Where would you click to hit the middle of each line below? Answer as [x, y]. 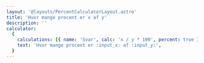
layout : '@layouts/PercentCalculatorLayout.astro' [72, 12]
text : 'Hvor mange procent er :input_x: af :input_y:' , [90, 46]
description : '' [27, 23]
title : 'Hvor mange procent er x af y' [57, 17]
